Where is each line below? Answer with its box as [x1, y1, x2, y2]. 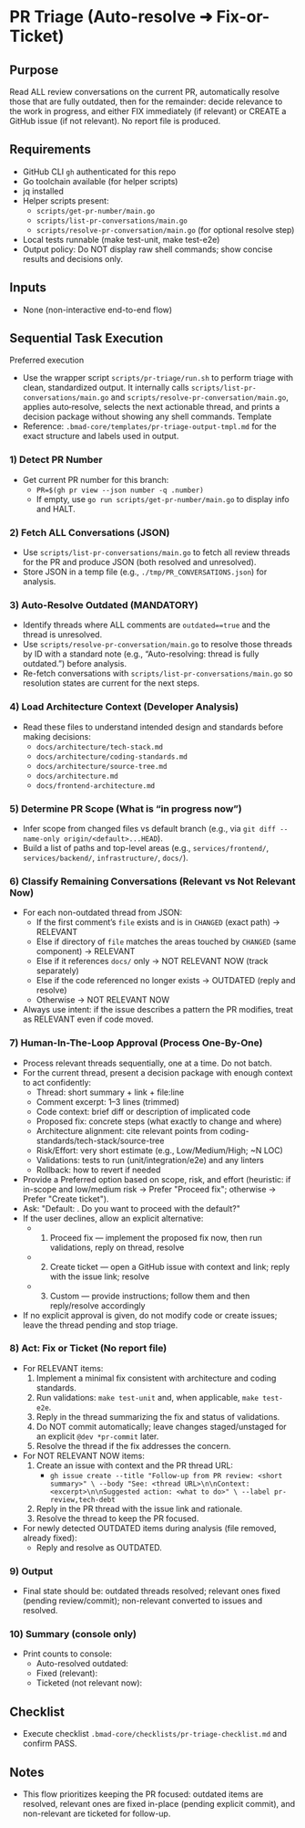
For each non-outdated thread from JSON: [22, 907, 183, 919]
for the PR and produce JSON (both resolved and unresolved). [22, 557, 257, 568]
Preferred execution [9, 354, 85, 366]
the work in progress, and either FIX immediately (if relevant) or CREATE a [9, 106, 287, 116]
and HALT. [36, 503, 76, 514]
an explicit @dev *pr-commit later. [36, 1431, 159, 1442]
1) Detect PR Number [9, 454, 103, 467]
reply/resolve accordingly [49, 1299, 146, 1311]
